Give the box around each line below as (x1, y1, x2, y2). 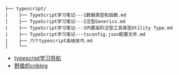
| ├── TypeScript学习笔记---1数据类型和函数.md (5, 12, 126, 18)
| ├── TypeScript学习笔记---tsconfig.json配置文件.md (5, 31, 146, 37)
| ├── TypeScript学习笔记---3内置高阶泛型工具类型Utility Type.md (5, 25, 173, 31)
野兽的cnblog (13, 62, 48, 69)
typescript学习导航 (13, 54, 62, 62)
